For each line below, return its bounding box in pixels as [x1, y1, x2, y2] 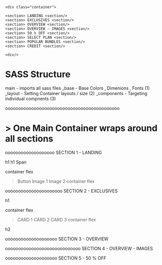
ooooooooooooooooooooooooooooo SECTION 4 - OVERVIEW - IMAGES [5, 245, 153, 251]
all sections [5, 133, 54, 145]
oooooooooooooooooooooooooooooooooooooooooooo [5, 105, 120, 111]
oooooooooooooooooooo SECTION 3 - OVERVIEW [5, 236, 109, 242]
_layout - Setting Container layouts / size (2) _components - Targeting [5, 90, 148, 96]
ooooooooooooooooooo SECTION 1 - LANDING [5, 149, 103, 156]
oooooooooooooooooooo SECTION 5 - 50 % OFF [5, 255, 107, 261]
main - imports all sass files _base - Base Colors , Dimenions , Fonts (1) [5, 85, 150, 91]
